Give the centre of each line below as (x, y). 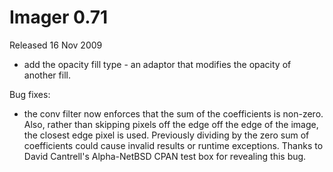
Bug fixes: (30, 94)
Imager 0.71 (59, 17)
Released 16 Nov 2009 (56, 45)
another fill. (47, 75)
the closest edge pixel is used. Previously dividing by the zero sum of (166, 135)
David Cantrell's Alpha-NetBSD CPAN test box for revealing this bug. (165, 156)
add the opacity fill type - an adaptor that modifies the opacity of (157, 64)
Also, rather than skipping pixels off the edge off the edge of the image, (171, 124)
